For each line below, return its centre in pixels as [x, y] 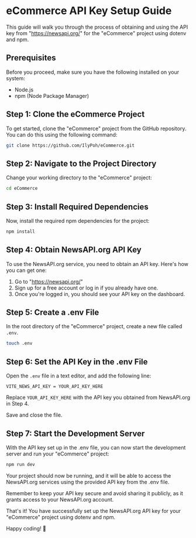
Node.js [24, 90]
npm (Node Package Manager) [52, 96]
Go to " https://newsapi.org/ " [49, 281]
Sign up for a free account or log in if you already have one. [86, 288]
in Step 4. [18, 404]
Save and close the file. [34, 415]
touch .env [19, 343]
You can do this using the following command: [62, 134]
